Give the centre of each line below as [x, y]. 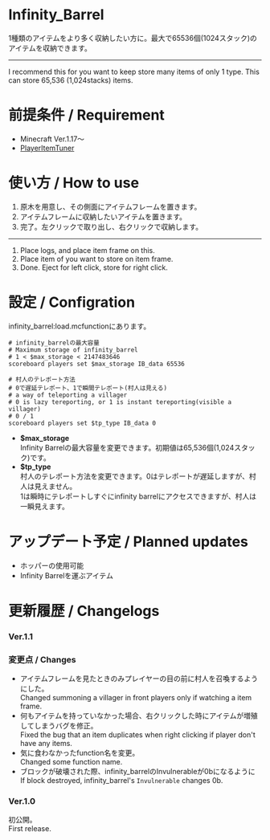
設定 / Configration [72, 302]
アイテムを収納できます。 [50, 48]
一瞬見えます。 [45, 506]
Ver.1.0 [22, 801]
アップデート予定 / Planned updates [129, 542]
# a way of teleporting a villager [68, 395]
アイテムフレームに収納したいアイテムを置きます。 [103, 216]
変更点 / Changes [42, 659]
